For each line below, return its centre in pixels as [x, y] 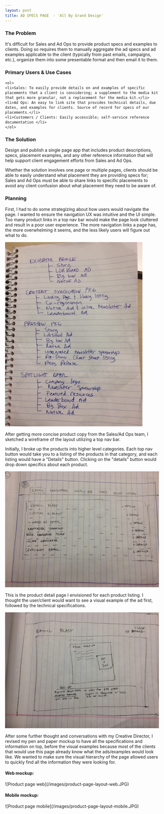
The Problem [21, 33]
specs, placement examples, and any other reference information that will [79, 155]
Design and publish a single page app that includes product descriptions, [79, 150]
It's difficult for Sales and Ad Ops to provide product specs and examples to [81, 44]
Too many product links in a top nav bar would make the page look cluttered [82, 219]
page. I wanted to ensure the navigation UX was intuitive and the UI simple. [81, 214]
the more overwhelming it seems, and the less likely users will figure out [78, 230]
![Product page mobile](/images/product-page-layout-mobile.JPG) [72, 806]
